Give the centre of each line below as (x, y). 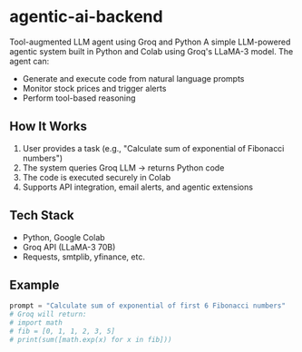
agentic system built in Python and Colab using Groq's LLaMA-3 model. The (151, 51)
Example (34, 284)
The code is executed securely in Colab (97, 177)
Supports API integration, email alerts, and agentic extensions (138, 187)
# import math (36, 323)
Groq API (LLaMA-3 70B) (69, 247)
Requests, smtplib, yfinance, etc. (83, 257)
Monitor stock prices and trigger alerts (94, 88)
